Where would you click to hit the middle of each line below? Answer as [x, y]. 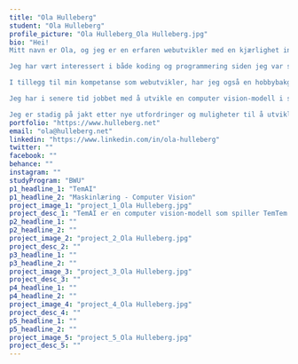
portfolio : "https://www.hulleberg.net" [85, 123]
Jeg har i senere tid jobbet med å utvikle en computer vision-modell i [146, 99]
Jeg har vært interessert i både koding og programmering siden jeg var [146, 67]
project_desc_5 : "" [45, 346]
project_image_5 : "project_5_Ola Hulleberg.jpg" [101, 337]
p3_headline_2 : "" [43, 263]
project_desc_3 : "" [45, 280]
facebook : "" [33, 156]
